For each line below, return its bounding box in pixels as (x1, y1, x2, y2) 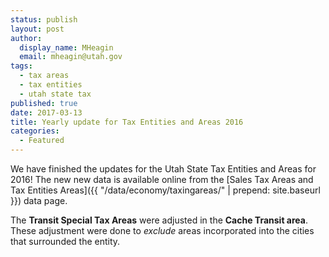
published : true (10, 98, 78, 108)
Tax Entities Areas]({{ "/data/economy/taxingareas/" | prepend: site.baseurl (10, 184, 321, 196)
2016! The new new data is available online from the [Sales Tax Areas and (10, 174, 314, 185)
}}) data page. (10, 195, 68, 206)
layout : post (10, 24, 65, 34)
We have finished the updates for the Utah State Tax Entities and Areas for (10, 163, 317, 175)
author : (10, 33, 43, 43)
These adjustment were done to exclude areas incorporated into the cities (10, 225, 315, 236)
